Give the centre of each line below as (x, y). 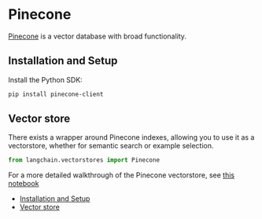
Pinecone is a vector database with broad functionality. (98, 36)
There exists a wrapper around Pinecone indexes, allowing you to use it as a (131, 137)
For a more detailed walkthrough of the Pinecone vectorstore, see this (121, 175)
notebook (24, 184)
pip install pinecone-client (56, 94)
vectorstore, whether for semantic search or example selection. (111, 146)
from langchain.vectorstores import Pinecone (84, 160)
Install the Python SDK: (45, 79)
